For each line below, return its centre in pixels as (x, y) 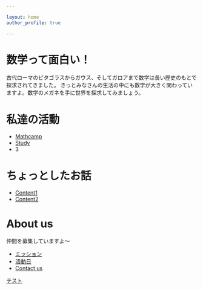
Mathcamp (28, 137)
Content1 (26, 193)
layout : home (23, 17)
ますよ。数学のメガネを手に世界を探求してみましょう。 (75, 93)
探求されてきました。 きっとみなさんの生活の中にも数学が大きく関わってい (99, 85)
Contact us (29, 268)
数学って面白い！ (48, 60)
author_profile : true (34, 23)
